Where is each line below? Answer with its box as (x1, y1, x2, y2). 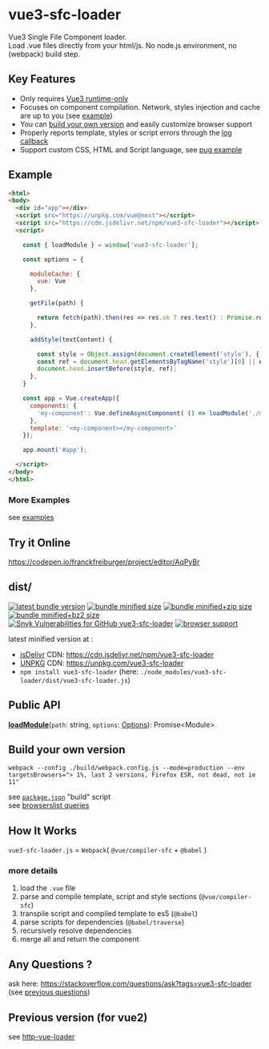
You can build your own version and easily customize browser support (19, 119, 252, 129)
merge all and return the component (19, 934, 139, 944)
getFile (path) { (29, 299, 84, 308)
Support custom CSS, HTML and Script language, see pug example (19, 144, 243, 154)
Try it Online (8, 535, 70, 550)
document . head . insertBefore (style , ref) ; (37, 365, 178, 373)
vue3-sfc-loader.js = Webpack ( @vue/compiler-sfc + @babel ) (8, 845, 207, 855)
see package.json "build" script (8, 792, 111, 802)
